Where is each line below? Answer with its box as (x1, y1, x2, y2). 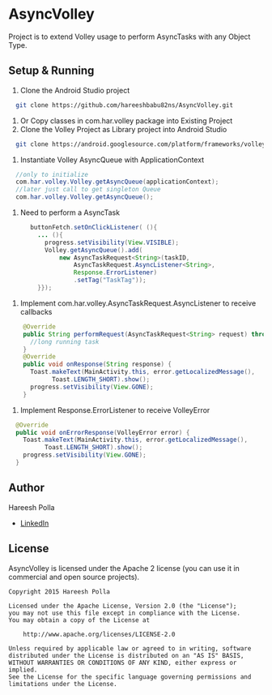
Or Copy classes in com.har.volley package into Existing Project (19, 115, 233, 126)
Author (8, 481, 45, 495)
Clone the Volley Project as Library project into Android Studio (19, 124, 227, 134)
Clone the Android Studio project (19, 85, 130, 95)
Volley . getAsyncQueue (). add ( (44, 246, 143, 254)
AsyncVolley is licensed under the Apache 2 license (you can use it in (8, 563, 240, 573)
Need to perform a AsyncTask (19, 208, 120, 217)
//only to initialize (15, 170, 89, 178)
